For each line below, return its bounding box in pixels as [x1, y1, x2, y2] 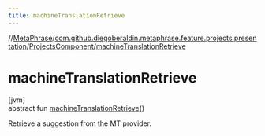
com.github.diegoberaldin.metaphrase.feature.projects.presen [54, 33, 257, 42]
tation [8, 41, 28, 51]
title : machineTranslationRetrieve [8, 11, 125, 20]
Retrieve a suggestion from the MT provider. [8, 119, 152, 128]
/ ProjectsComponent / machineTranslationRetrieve [26, 41, 187, 51]
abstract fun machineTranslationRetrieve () [8, 103, 145, 112]
